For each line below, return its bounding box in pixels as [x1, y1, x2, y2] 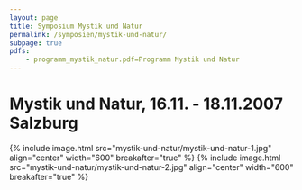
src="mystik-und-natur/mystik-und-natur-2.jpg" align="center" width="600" [9, 161, 294, 172]
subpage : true [9, 38, 63, 48]
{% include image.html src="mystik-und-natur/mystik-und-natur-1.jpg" [9, 142, 272, 153]
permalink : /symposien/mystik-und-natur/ [9, 30, 168, 39]
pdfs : [9, 47, 30, 56]
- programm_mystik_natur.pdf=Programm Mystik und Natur [25, 55, 241, 64]
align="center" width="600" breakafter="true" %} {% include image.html [9, 152, 281, 163]
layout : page [9, 13, 59, 23]
